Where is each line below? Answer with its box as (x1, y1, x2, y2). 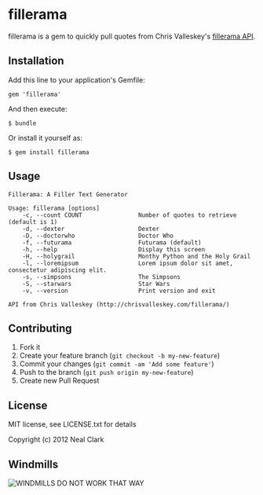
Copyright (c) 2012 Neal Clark (8, 434, 104, 445)
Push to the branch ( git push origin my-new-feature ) (19, 368, 194, 377)
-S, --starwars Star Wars (22, 280, 170, 288)
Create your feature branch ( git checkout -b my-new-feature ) (19, 351, 221, 361)
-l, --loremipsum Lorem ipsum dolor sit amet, (22, 259, 234, 267)
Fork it (19, 343, 41, 352)
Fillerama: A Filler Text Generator (8, 190, 128, 198)
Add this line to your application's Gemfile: (8, 75, 145, 84)
